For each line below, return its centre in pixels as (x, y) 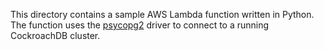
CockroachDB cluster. (55, 35)
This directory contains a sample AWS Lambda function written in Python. (162, 14)
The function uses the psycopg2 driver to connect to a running (140, 25)
